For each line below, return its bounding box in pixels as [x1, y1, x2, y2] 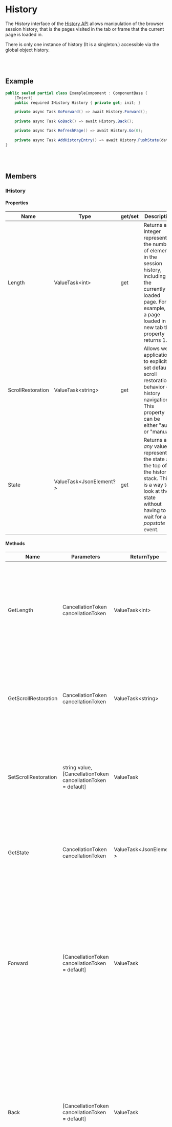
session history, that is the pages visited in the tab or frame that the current [5, 26, 164, 32]
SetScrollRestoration [8, 774, 57, 781]
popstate [143, 519, 165, 527]
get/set [120, 213, 139, 220]
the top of [143, 462, 167, 469]
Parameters [71, 553, 100, 560]
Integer [143, 228, 161, 235]
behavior [143, 383, 165, 391]
